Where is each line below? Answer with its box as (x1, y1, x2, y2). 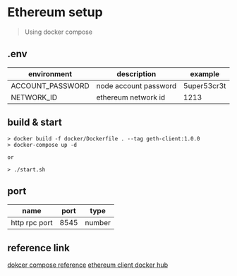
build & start (7, 116, 62, 128)
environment (28, 68, 73, 78)
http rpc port (11, 218, 53, 228)
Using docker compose (24, 28, 93, 36)
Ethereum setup (7, 4, 104, 20)
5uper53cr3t (183, 80, 226, 90)
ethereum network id (96, 92, 166, 102)
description (116, 68, 157, 78)
